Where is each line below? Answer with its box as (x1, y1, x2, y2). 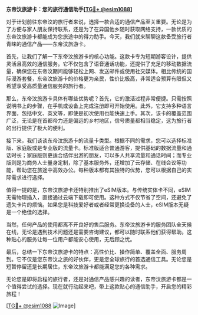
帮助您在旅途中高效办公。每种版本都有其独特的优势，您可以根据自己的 (16, 166, 187, 173)
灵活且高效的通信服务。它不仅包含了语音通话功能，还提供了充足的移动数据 (6, 60, 187, 67)
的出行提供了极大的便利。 (6, 124, 68, 132)
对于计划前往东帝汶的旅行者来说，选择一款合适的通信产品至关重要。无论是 (6, 18, 187, 25)
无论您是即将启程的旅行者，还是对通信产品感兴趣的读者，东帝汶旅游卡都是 (6, 275, 187, 283)
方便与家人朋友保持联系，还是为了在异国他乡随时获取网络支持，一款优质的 (11, 26, 192, 32)
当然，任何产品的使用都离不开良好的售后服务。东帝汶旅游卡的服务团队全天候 (6, 221, 192, 228)
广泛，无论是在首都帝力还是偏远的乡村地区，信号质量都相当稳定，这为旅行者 (6, 117, 192, 124)
